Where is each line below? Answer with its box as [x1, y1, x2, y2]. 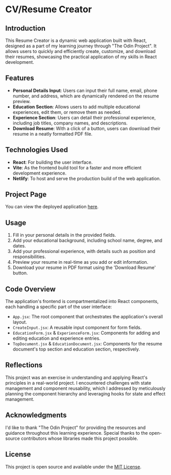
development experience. [12, 170, 67, 176]
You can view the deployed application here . [5, 204, 99, 210]
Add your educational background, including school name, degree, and [12, 237, 162, 243]
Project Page [5, 190, 47, 199]
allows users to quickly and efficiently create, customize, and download [5, 48, 156, 54]
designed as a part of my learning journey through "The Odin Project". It [5, 43, 157, 49]
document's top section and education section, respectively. [12, 346, 140, 353]
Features [5, 74, 34, 83]
